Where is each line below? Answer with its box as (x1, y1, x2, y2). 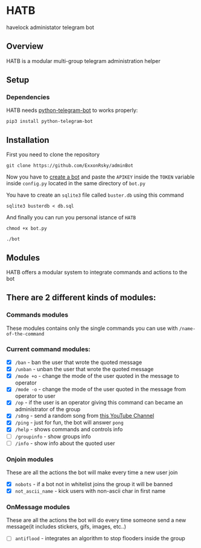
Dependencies (6, 93, 50, 102)
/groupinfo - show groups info (14, 432, 91, 440)
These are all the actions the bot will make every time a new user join (6, 469, 178, 476)
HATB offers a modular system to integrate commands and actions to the (6, 269, 188, 276)
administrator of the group (14, 406, 81, 413)
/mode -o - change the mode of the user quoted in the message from (14, 386, 186, 393)
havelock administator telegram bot (6, 24, 95, 31)
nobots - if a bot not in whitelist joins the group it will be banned (14, 480, 173, 487)
